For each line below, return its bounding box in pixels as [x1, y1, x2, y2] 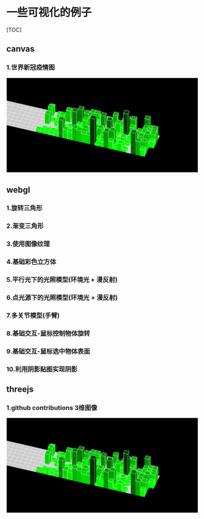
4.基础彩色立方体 [6, 257, 57, 266]
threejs [6, 384, 34, 395]
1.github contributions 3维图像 [6, 404, 97, 412]
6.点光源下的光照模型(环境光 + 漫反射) [6, 293, 118, 302]
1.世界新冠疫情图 [6, 63, 55, 72]
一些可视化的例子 [6, 5, 93, 20]
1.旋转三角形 [6, 204, 43, 212]
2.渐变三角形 [6, 222, 44, 231]
